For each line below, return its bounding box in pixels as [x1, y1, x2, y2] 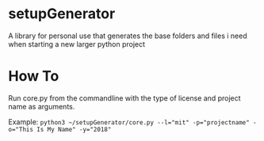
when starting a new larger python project [8, 39, 145, 48]
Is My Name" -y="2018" [36, 125, 112, 133]
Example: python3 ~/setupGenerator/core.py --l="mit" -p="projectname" [8, 116, 250, 127]
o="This [8, 125, 34, 133]
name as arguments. [8, 101, 75, 111]
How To [8, 67, 59, 86]
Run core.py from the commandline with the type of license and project [8, 93, 241, 103]
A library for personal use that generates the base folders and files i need [8, 31, 247, 40]
